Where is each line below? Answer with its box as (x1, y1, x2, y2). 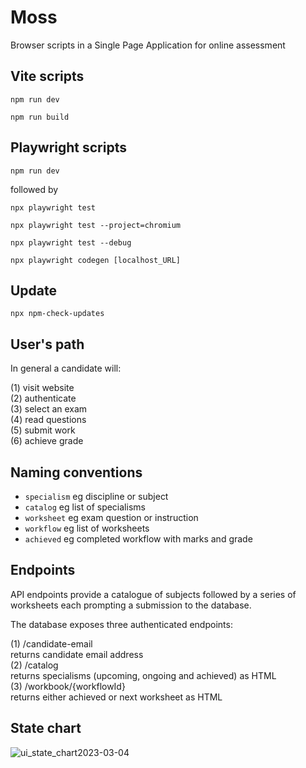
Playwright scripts (10, 139, 127, 156)
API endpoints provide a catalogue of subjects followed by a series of (10, 588, 297, 600)
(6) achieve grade (10, 435, 84, 447)
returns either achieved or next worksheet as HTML (10, 691, 223, 703)
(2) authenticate (10, 392, 77, 405)
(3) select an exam (10, 403, 88, 415)
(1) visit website (10, 382, 75, 394)
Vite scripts (10, 68, 85, 85)
